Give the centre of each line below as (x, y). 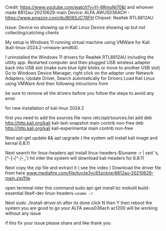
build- (144, 188)
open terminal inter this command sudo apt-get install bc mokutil (71, 188)
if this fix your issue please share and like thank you (58, 223)
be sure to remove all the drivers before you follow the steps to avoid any (80, 93)
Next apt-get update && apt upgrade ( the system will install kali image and (81, 138)
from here (15, 173)
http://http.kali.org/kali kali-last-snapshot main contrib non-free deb (74, 123)
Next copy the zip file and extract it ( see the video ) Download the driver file (83, 168)
